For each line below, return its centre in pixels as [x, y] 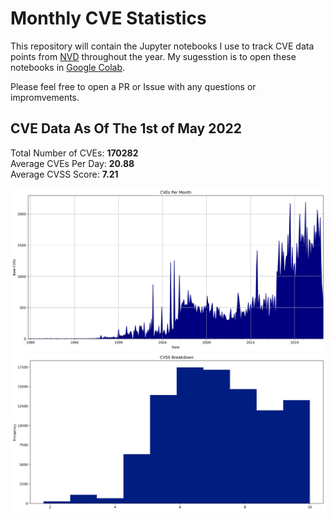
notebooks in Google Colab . [68, 67]
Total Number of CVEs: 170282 [74, 153]
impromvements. [45, 97]
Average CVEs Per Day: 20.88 [72, 163]
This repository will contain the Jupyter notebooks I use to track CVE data [162, 46]
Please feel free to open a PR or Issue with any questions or [133, 86]
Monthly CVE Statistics [108, 18]
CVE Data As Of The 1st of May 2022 [126, 128]
